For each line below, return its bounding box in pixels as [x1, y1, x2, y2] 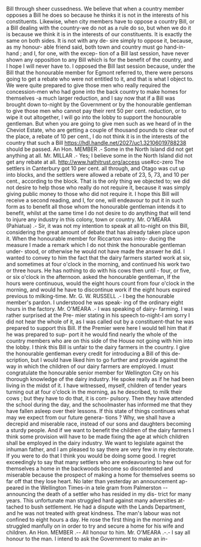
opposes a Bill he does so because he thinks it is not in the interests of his [6, 11, 189, 19]
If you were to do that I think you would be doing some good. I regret [6, 452, 176, 459]
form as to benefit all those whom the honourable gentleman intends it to [6, 203, 187, 210]
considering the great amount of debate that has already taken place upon [6, 228, 190, 236]
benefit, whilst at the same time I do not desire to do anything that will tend [6, 210, 191, 216]
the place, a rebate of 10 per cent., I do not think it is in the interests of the [6, 133, 189, 140]
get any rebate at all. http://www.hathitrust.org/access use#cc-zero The [6, 159, 184, 165]
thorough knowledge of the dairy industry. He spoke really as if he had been [6, 376, 194, 382]
